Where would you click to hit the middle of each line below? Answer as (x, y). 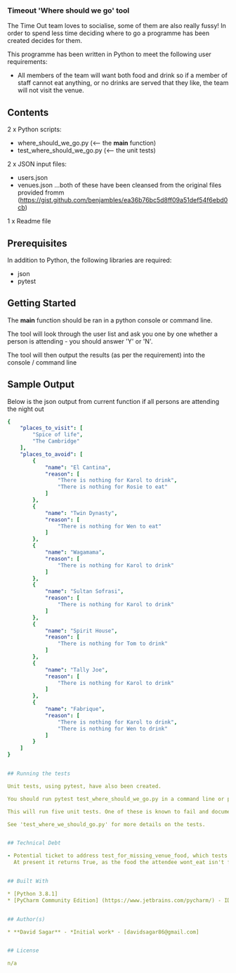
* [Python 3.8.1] (33, 894)
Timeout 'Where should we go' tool (68, 11)
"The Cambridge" (56, 441)
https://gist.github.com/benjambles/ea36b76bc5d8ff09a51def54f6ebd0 (124, 200)
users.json (32, 178)
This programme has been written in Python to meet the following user (110, 54)
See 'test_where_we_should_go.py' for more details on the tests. (106, 824)
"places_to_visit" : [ (51, 428)
